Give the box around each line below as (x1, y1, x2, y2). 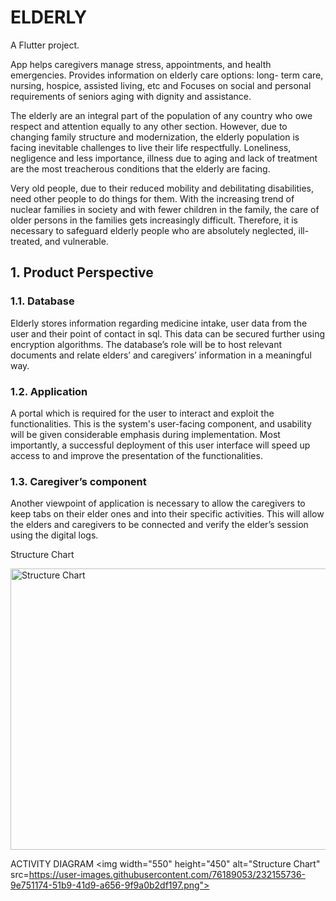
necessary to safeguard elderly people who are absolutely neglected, (10, 224, 297, 236)
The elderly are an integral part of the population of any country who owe (10, 109, 313, 121)
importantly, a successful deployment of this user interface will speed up (10, 439, 311, 451)
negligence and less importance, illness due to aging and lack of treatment (10, 152, 318, 164)
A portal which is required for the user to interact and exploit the (10, 407, 275, 419)
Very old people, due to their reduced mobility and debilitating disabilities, (10, 182, 314, 194)
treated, (10, 235, 43, 247)
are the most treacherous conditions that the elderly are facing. (10, 162, 271, 175)
